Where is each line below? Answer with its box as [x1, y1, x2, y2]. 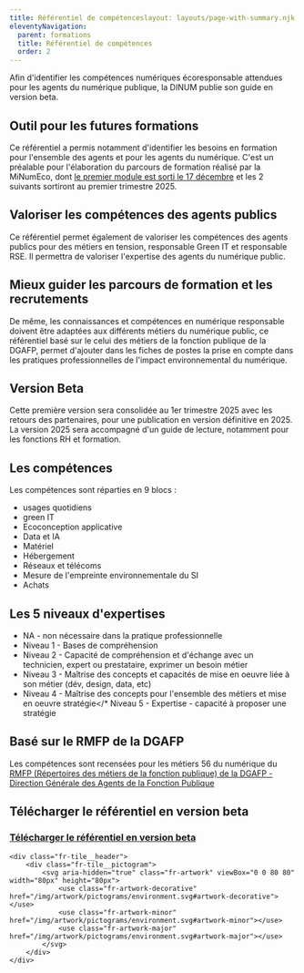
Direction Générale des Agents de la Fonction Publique [9, 777, 215, 788]
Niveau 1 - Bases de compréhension [22, 640, 158, 650]
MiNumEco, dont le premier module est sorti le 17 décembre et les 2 [9, 170, 264, 182]
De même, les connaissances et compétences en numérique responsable [9, 315, 285, 326]
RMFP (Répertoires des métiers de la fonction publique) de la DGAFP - [9, 767, 273, 779]
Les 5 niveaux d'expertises [9, 606, 166, 621]
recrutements [9, 292, 89, 307]
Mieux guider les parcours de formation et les [9, 277, 273, 292]
